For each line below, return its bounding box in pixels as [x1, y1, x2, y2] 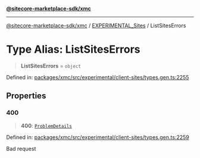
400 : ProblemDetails [20, 122, 73, 129]
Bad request [6, 145, 36, 152]
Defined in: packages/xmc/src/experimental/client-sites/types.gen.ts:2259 [6, 133, 189, 141]
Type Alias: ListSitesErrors [6, 43, 140, 56]
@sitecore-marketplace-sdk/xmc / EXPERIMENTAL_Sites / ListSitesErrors [6, 22, 186, 29]
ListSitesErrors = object [20, 62, 82, 69]
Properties [6, 91, 46, 101]
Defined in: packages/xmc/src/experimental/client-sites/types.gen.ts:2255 [6, 73, 189, 80]
